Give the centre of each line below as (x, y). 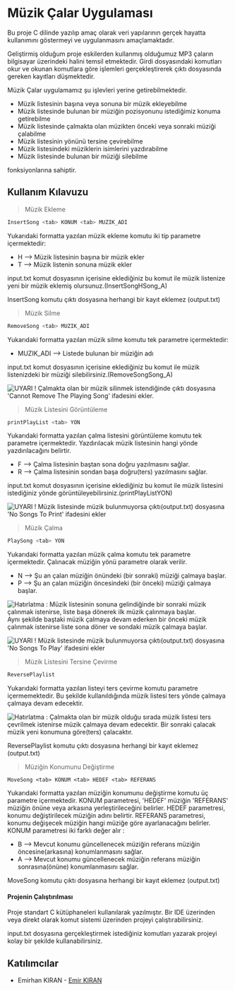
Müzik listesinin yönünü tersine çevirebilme (80, 141)
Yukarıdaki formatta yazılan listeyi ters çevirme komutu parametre (103, 688)
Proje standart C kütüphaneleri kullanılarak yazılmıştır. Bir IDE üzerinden (111, 913)
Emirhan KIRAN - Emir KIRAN (60, 980)
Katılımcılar (33, 963)
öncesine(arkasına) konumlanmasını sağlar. (80, 852)
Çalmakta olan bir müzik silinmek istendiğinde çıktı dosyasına (127, 388)
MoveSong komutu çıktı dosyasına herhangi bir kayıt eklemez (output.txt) (114, 881)
